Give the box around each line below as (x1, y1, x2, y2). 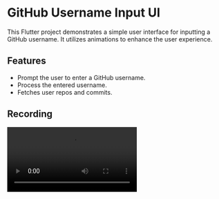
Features (7, 55, 46, 67)
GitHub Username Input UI (7, 5, 161, 21)
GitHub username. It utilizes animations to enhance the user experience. (7, 35, 213, 43)
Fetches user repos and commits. (17, 88, 113, 96)
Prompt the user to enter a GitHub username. (17, 73, 146, 82)
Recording (7, 108, 53, 120)
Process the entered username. (17, 81, 107, 89)
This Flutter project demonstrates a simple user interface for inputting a (7, 28, 211, 36)
